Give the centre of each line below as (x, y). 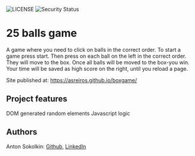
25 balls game (42, 33)
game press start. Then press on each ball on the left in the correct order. (96, 56)
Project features (37, 99)
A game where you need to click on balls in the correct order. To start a (93, 49)
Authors (22, 132)
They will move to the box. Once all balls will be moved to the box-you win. (98, 62)
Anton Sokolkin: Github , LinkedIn (46, 146)
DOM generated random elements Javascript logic (68, 113)
